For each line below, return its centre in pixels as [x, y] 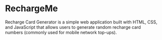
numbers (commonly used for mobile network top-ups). [61, 32]
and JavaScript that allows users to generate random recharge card [73, 27]
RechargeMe [31, 9]
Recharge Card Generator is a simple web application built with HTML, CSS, [81, 22]
